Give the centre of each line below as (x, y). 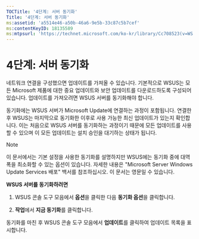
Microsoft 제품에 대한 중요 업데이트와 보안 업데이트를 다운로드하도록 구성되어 (102, 91)
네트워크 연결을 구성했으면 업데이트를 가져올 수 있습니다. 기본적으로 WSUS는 (95, 83)
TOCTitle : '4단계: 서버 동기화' (42, 12)
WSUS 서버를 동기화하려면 (37, 185)
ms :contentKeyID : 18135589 (40, 28)
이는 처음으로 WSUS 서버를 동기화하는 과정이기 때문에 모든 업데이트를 (100, 125)
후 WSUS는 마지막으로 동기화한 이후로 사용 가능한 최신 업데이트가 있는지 (90, 118)
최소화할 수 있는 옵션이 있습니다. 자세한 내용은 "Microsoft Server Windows (105, 164)
